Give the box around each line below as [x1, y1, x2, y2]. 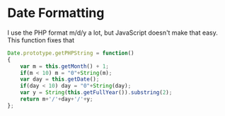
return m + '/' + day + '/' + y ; [20, 95, 93, 103]
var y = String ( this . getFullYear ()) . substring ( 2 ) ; [20, 89, 173, 96]
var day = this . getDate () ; [20, 76, 100, 83]
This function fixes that [7, 35, 75, 44]
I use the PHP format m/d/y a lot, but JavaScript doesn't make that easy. [7, 28, 218, 37]
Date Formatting [7, 5, 105, 21]
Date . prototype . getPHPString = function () [7, 50, 134, 57]
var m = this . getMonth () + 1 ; [20, 62, 110, 70]
